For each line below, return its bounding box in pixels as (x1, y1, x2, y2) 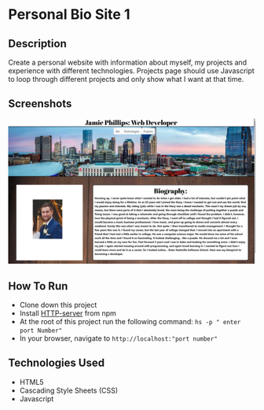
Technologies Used (8, 356, 104, 370)
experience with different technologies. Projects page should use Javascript (8, 66, 255, 76)
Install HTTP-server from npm (19, 308, 116, 318)
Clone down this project (19, 300, 97, 309)
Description (8, 37, 67, 50)
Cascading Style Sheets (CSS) (19, 386, 119, 395)
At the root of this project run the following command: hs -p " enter (19, 316, 241, 326)
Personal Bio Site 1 (8, 6, 130, 24)
